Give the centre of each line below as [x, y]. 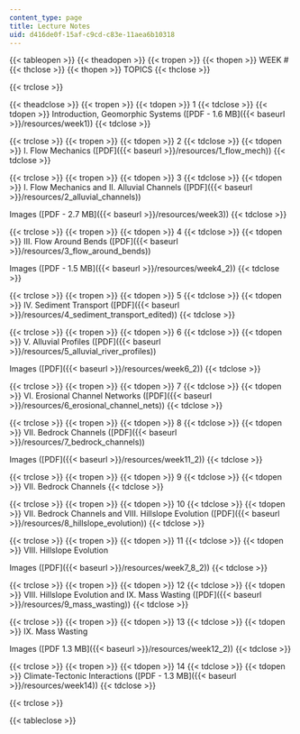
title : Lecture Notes [50, 26]
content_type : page [46, 18]
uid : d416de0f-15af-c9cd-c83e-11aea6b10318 [92, 34]
